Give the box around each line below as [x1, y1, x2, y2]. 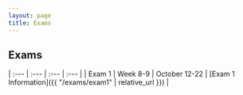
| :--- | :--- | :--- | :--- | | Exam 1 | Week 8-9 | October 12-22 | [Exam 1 [8, 69, 235, 79]
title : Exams [8, 19, 52, 27]
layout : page [8, 11, 52, 20]
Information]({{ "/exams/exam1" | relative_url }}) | [8, 78, 170, 87]
